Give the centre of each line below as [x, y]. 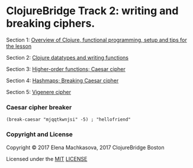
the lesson [19, 46]
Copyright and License [39, 134]
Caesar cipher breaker [39, 107]
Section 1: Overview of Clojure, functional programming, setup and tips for [97, 40]
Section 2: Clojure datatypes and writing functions [67, 57]
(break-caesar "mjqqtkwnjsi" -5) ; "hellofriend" [69, 119]
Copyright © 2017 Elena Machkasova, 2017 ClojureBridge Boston [85, 147]
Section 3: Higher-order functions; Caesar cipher [66, 69]
